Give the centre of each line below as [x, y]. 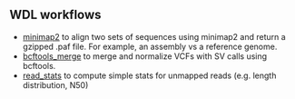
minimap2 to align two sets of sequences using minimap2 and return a [154, 36]
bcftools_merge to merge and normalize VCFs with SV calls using [145, 56]
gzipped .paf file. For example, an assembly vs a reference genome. [150, 46]
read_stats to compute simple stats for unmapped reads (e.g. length [149, 75]
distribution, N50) [55, 84]
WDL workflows [55, 15]
